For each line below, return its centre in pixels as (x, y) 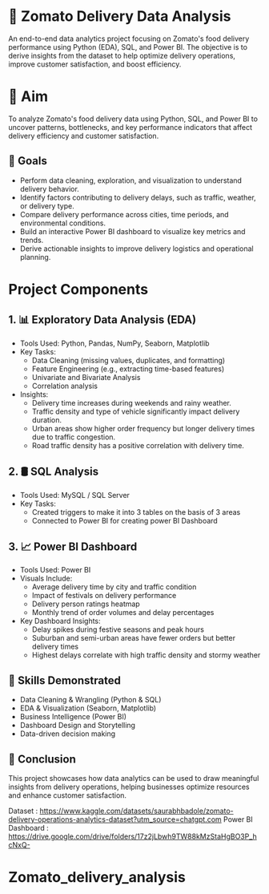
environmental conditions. (63, 223)
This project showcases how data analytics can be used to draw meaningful (134, 778)
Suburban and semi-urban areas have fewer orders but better (134, 638)
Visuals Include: (46, 578)
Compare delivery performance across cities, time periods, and (124, 214)
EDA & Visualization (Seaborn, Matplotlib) (88, 708)
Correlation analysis (65, 386)
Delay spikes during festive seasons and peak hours (118, 629)
